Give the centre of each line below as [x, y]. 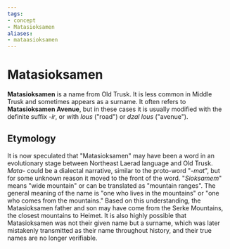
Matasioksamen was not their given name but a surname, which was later [114, 223]
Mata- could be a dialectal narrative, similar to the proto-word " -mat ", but [114, 170]
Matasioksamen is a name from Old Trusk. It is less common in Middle [110, 94]
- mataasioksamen [33, 40]
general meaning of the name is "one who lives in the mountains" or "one [113, 193]
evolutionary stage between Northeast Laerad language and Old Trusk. [110, 163]
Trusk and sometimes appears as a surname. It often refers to [97, 102]
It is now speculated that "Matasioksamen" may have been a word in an [111, 155]
